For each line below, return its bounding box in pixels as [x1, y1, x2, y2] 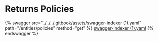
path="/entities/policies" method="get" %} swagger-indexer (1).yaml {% [5, 25, 154, 31]
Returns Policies [5, 3, 74, 15]
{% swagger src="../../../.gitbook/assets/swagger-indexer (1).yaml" [5, 20, 142, 26]
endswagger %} [5, 30, 38, 36]
